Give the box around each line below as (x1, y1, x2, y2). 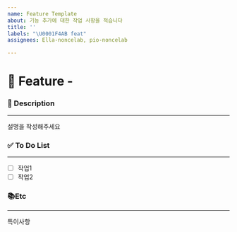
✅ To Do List (7, 140, 50, 150)
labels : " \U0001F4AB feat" (7, 30, 87, 37)
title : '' (7, 23, 37, 30)
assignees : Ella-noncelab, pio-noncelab (7, 37, 128, 44)
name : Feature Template (7, 10, 78, 18)
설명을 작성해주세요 (7, 122, 61, 131)
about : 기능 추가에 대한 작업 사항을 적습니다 (7, 17, 123, 24)
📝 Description (7, 98, 55, 108)
